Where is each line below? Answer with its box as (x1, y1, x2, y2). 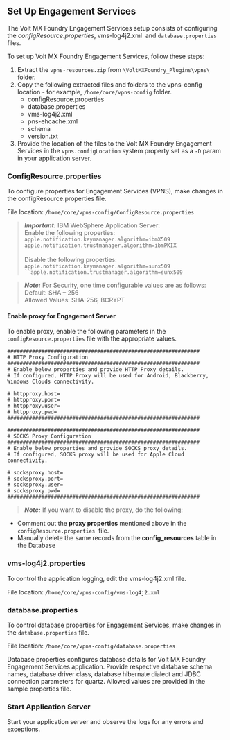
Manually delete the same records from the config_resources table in (17, 534, 217, 542)
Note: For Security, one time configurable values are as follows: (24, 281, 206, 290)
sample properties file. (7, 685, 71, 693)
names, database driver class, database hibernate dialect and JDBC (7, 669, 201, 678)
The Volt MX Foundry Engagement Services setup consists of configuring (7, 24, 218, 32)
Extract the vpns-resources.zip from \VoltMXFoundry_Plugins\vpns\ (17, 65, 210, 74)
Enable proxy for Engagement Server (7, 311, 116, 320)
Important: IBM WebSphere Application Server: (24, 221, 161, 230)
